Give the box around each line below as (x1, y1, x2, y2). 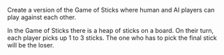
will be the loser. (7, 41, 54, 49)
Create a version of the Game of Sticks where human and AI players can (7, 6, 215, 14)
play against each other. (7, 13, 77, 21)
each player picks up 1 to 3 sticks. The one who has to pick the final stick (7, 34, 218, 42)
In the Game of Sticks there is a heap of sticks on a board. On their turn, (7, 27, 214, 34)
